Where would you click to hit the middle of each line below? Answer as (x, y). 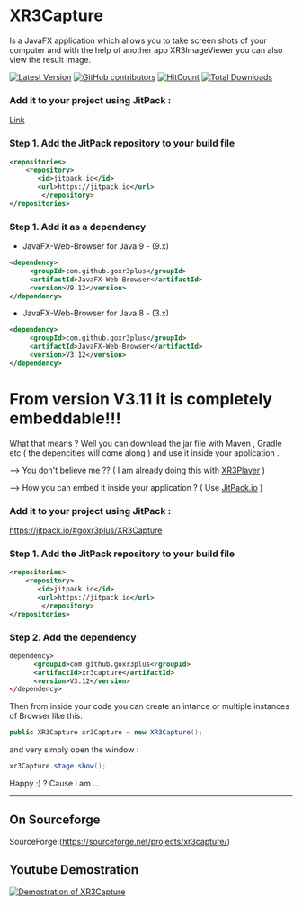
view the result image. (50, 59)
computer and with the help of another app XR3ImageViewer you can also (146, 49)
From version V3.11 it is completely (141, 400)
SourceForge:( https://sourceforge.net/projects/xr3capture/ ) (120, 841)
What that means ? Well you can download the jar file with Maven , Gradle (146, 443)
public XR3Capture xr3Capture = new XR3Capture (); (106, 733)
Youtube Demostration (74, 870)
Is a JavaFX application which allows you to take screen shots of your (138, 40)
